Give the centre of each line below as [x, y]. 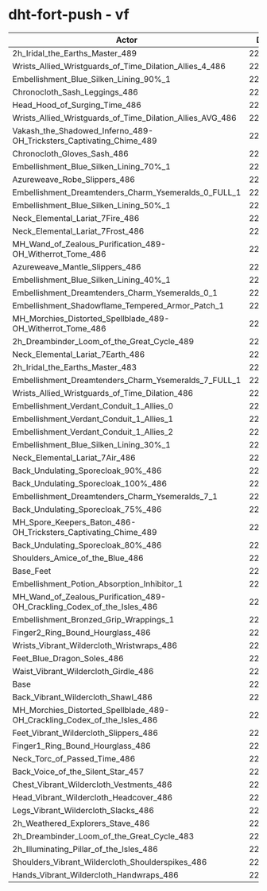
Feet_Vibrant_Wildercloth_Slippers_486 [85, 733]
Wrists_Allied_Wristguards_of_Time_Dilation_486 [103, 393]
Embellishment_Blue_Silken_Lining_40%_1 [91, 280]
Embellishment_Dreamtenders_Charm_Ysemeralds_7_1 [115, 496]
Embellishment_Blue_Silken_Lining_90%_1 [91, 79]
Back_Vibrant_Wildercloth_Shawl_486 [83, 697]
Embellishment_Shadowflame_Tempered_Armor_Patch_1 [118, 305]
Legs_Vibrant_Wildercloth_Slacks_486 [83, 810]
